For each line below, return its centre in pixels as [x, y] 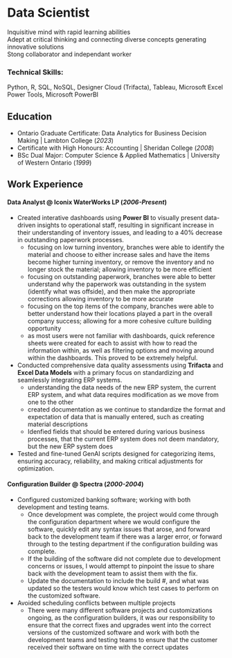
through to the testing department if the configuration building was [123, 543]
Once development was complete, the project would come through [123, 514]
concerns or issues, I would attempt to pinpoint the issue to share [121, 566]
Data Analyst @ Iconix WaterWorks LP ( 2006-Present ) [87, 202]
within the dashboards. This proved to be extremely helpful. [113, 357]
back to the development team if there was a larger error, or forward [125, 537]
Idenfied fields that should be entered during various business [116, 431]
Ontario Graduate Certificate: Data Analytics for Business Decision [112, 133]
